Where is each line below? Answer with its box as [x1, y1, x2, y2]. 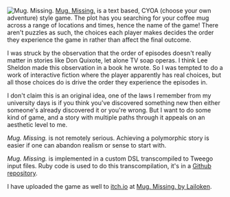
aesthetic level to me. [7, 121, 67, 128]
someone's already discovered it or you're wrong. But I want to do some [7, 106, 211, 114]
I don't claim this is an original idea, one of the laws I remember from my [7, 91, 211, 100]
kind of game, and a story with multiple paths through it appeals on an [7, 113, 205, 121]
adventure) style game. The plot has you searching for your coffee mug [7, 14, 209, 22]
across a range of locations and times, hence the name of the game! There [7, 21, 218, 29]
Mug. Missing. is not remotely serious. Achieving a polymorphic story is [7, 134, 209, 142]
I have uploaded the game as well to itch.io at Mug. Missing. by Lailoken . [7, 183, 212, 190]
